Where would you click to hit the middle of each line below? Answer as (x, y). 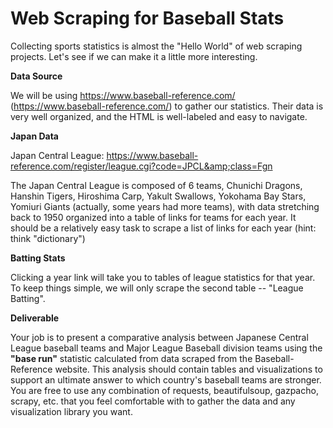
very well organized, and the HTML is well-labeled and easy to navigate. (159, 116)
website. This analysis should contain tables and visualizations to (188, 369)
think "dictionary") (48, 238)
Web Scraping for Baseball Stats (147, 18)
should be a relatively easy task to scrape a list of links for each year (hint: (163, 228)
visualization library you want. (71, 411)
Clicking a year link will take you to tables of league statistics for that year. (163, 277)
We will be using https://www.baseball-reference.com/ (123, 95)
